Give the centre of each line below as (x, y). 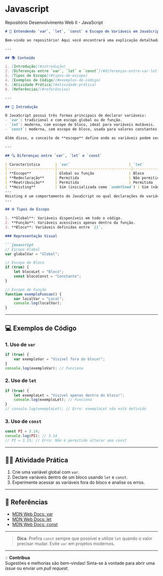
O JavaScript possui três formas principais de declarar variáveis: (76, 115)
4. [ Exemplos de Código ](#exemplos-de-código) (53, 80)
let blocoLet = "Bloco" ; (39, 272)
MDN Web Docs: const (35, 524)
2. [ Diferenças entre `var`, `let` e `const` (52, 71)
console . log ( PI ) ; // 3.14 (31, 436)
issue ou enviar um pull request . (37, 568)
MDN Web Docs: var (33, 514)
